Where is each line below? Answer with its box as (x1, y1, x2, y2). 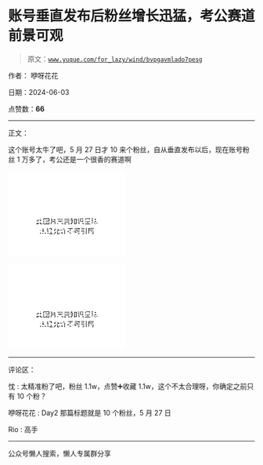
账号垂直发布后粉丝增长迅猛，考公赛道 (8, 7, 256, 25)
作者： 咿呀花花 (8, 71, 59, 80)
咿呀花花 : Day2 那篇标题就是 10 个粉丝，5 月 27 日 (8, 408, 171, 417)
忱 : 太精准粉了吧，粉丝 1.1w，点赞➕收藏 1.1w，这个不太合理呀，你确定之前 (8, 381, 247, 391)
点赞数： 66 (8, 104, 45, 114)
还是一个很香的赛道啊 (62, 154, 131, 164)
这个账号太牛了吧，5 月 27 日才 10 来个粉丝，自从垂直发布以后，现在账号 (8, 144, 243, 154)
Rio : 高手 (8, 424, 38, 434)
